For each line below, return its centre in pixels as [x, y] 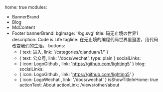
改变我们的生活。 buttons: [38, 46]
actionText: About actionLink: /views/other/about [69, 85]
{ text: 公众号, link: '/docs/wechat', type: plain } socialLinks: [80, 58]
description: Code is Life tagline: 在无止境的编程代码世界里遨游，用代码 [85, 40]
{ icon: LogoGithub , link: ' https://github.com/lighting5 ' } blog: [82, 64]
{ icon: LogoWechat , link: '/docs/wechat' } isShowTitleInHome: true [89, 80]
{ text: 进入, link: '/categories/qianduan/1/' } [64, 52]
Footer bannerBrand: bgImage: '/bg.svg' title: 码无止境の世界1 [75, 33]
